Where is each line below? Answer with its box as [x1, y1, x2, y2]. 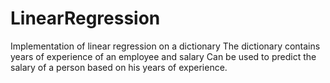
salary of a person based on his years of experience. [10, 61, 228, 73]
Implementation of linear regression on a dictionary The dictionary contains [10, 40, 321, 52]
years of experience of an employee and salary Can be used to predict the [10, 50, 317, 62]
